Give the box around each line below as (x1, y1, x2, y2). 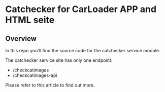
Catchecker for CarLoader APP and (5, 4, 156, 15)
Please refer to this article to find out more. (5, 82, 95, 88)
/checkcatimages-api (12, 72, 57, 78)
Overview (5, 34, 37, 43)
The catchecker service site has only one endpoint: (5, 57, 113, 63)
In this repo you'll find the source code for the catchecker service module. (5, 48, 160, 53)
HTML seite (5, 14, 55, 26)
